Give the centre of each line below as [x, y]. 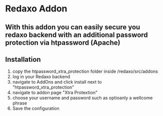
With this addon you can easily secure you [73, 27]
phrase [20, 103]
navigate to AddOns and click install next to [57, 82]
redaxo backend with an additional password [77, 35]
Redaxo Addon [36, 9]
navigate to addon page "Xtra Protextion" [55, 93]
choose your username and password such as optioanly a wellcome [82, 98]
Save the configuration [36, 109]
